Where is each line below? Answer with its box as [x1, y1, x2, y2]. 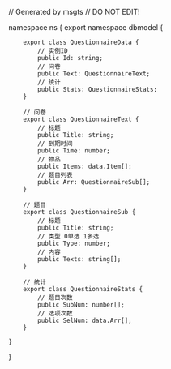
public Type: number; [37, 239, 111, 247]
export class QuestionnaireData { [23, 38, 139, 46]
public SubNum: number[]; [37, 301, 126, 309]
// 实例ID [37, 47, 68, 55]
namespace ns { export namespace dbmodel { [8, 23, 164, 32]
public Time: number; [37, 147, 111, 155]
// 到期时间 [37, 139, 73, 148]
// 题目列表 [37, 171, 73, 179]
